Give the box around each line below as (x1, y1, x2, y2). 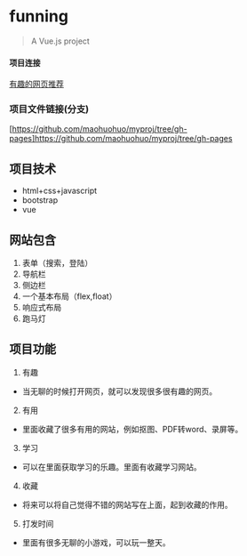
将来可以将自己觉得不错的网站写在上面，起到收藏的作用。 (21, 499, 233, 510)
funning (9, 6, 69, 27)
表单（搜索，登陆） (21, 258, 93, 269)
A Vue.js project (30, 36, 91, 46)
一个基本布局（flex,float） (21, 291, 117, 302)
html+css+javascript (21, 185, 98, 197)
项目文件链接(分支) (9, 103, 90, 116)
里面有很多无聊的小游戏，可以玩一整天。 (21, 536, 171, 548)
